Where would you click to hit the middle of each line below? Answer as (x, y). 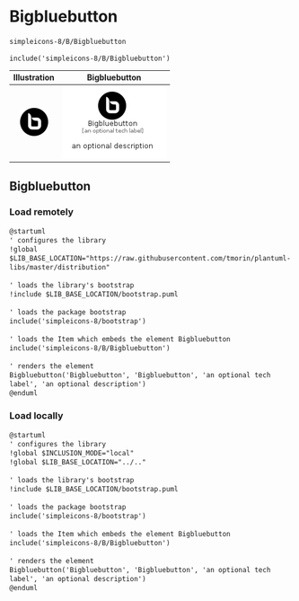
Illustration (34, 77)
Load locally (36, 415)
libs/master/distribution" (60, 267)
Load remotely (42, 211)
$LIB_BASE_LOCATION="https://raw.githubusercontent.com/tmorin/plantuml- (150, 258)
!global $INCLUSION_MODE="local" (72, 454)
